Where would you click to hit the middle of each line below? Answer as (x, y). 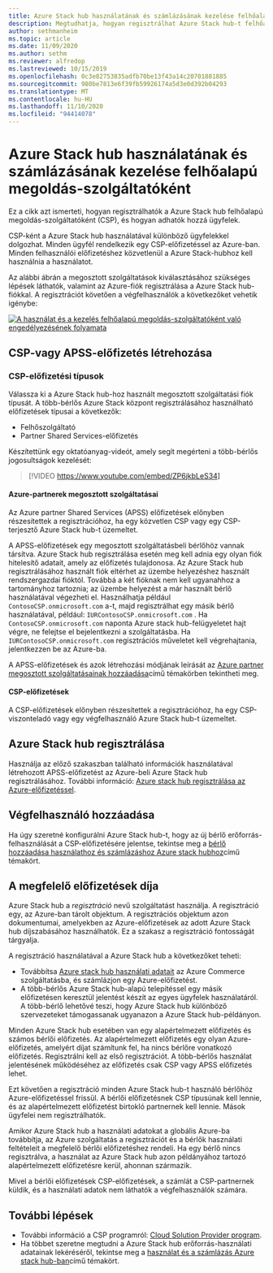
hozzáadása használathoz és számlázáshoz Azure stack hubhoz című (124, 852)
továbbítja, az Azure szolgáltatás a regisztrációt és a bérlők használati (125, 1140)
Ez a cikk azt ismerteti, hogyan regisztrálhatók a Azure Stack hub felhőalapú (136, 211)
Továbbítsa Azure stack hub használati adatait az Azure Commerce (132, 972)
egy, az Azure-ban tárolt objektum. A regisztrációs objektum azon (119, 914)
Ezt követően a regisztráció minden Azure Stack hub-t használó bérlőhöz (131, 1089)
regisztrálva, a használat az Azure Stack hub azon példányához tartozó (127, 1157)
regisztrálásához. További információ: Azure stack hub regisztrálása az (127, 781)
